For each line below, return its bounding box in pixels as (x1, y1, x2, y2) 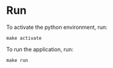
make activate (6, 35, 42, 41)
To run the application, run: (6, 46, 74, 53)
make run (6, 57, 28, 63)
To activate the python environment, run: (6, 23, 108, 31)
